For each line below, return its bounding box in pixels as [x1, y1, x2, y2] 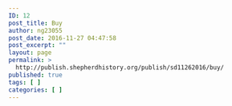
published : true [8, 71, 63, 79]
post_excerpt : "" [8, 41, 67, 49]
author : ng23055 [8, 26, 63, 34]
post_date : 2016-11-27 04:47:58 [8, 33, 116, 42]
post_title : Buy [8, 19, 63, 27]
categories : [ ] [8, 85, 63, 94]
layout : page [8, 49, 52, 57]
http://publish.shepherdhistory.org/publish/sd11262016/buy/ [15, 64, 225, 72]
